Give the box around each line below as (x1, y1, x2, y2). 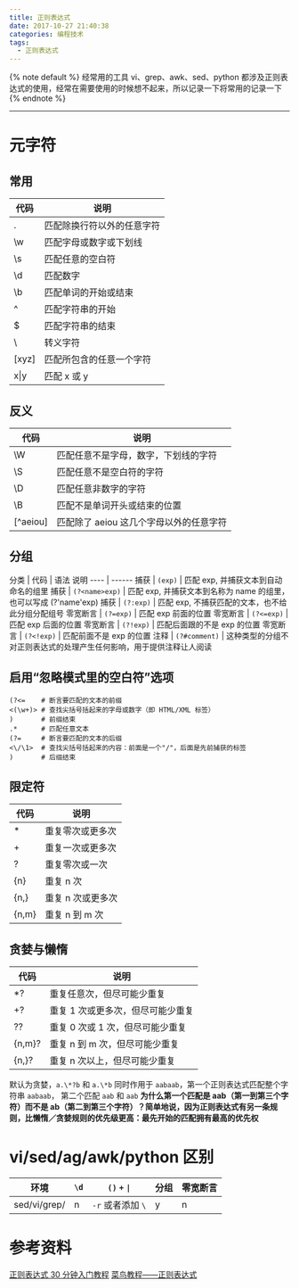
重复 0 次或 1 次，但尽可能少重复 (49, 1021, 187, 1034)
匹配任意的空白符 (44, 253, 117, 266)
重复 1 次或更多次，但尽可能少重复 (49, 1004, 194, 1017)
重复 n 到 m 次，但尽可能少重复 (49, 1038, 180, 1051)
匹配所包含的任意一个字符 (44, 353, 152, 366)
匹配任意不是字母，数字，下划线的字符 (56, 449, 218, 461)
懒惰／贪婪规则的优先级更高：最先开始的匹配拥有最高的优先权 (32, 1112, 259, 1124)
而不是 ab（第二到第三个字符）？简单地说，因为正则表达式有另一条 (24, 1102, 271, 1112)
